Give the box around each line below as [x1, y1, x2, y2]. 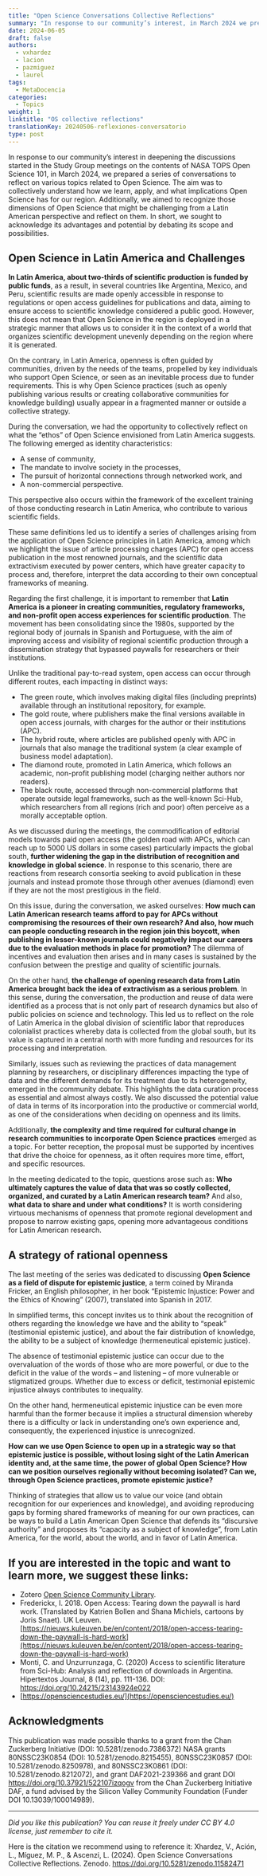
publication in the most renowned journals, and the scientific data [8, 553, 222, 563]
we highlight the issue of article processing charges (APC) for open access [8, 544, 254, 554]
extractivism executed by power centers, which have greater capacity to [8, 561, 246, 571]
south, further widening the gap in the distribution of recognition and [8, 852, 240, 861]
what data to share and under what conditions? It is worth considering [8, 1200, 242, 1210]
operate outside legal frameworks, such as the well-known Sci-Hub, [19, 794, 243, 803]
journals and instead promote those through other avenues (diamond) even [8, 877, 254, 887]
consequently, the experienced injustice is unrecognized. [8, 1426, 196, 1435]
